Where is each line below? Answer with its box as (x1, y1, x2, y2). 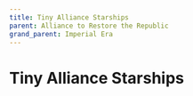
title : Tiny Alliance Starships (9, 12, 129, 22)
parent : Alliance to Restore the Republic (9, 21, 169, 30)
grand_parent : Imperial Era (9, 29, 114, 38)
